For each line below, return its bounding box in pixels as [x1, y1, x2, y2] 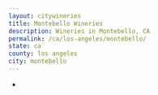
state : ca [8, 42, 42, 50]
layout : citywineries [8, 11, 82, 20]
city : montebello [8, 58, 67, 66]
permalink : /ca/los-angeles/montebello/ [8, 34, 147, 43]
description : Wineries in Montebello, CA [8, 27, 151, 35]
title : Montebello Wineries [8, 19, 104, 28]
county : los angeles [8, 50, 79, 58]
